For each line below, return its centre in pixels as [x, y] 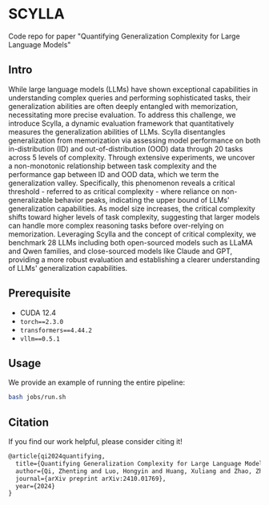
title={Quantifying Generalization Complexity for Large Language [128, 463]
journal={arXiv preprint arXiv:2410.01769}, [91, 479]
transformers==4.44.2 [56, 330]
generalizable [31, 200]
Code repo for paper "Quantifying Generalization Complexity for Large [124, 36]
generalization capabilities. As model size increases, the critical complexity [132, 208]
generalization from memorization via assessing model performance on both [134, 140]
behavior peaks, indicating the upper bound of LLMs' [142, 200]
